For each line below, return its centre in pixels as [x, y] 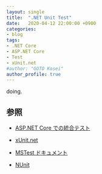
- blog [15, 35]
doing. [14, 91]
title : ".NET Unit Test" [39, 18]
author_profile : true [34, 74]
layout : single [25, 12]
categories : [21, 29]
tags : [13, 40]
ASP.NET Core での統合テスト [53, 128]
